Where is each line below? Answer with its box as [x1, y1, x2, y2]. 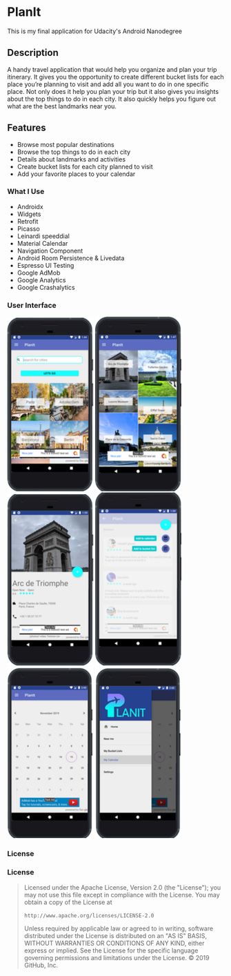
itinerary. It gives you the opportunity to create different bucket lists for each [7, 72, 224, 81]
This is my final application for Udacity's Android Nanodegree [7, 27, 183, 35]
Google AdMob [17, 269, 61, 277]
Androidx [17, 202, 43, 211]
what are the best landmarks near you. [7, 101, 117, 110]
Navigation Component [17, 246, 83, 255]
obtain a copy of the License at [23, 898, 112, 906]
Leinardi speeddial [17, 232, 70, 240]
